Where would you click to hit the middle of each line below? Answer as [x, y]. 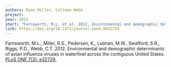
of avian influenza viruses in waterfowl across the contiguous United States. [85, 54]
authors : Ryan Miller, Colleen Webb [44, 10]
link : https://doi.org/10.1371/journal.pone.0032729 [62, 29]
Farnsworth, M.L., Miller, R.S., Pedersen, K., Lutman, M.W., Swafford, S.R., [83, 43]
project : [15, 15]
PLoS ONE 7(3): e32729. [31, 59]
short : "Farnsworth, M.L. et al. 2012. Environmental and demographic [82, 24]
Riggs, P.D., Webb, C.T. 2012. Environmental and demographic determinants [85, 49]
